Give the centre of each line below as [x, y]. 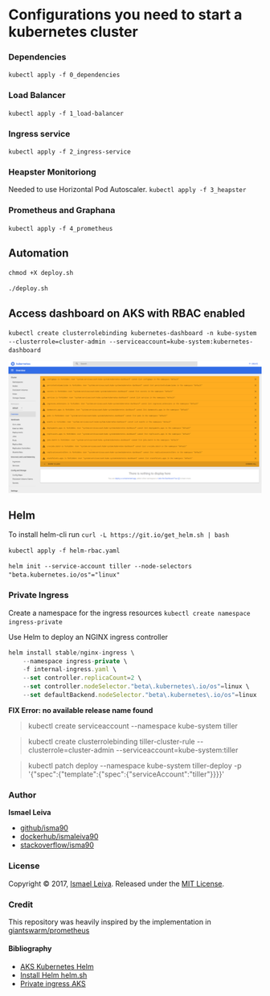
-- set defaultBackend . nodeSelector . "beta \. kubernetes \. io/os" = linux [140, 695]
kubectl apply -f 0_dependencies [64, 75]
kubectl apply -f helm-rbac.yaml [64, 551]
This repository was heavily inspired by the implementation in [110, 921]
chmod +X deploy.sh [41, 273]
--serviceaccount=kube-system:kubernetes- [181, 342]
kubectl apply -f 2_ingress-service [70, 152]
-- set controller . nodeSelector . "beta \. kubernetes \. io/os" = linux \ [136, 687]
